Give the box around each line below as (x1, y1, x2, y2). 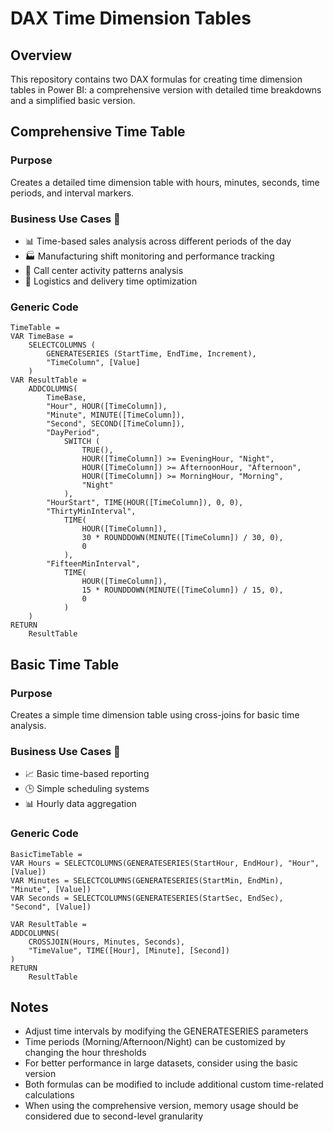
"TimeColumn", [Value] (46, 358, 141, 368)
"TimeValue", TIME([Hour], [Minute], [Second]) (28, 945, 230, 956)
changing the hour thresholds (24, 1047, 147, 1059)
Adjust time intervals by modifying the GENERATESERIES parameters (24, 1025, 309, 1037)
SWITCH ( (63, 437, 101, 447)
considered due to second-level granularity (24, 1110, 204, 1122)
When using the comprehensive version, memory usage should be (24, 1100, 299, 1112)
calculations (24, 1089, 75, 1101)
